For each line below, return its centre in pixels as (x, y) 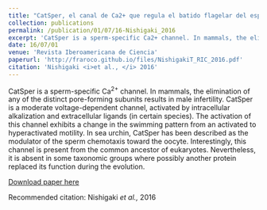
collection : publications (51, 23)
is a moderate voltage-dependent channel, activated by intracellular (119, 108)
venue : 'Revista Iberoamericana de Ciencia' (83, 52)
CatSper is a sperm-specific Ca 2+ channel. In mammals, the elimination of (129, 90)
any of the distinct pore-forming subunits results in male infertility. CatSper (130, 99)
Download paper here (44, 182)
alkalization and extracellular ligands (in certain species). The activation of (130, 116)
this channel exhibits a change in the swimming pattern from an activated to (132, 124)
